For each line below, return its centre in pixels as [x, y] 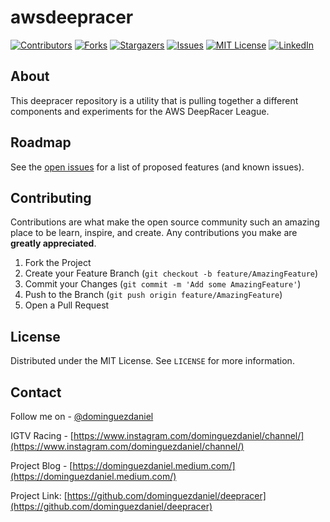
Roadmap [41, 142]
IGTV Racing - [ [42, 435]
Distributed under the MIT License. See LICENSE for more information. [152, 361]
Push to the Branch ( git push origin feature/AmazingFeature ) [153, 295]
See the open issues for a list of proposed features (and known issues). [157, 167]
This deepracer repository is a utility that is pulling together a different [154, 100]
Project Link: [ [39, 495]
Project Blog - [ [41, 465]
